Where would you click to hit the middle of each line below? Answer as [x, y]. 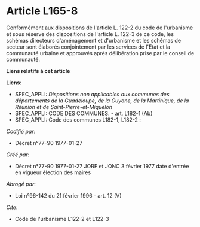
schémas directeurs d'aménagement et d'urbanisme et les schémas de [93, 40]
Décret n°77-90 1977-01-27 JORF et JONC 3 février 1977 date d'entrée [102, 166]
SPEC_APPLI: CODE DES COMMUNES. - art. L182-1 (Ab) [84, 113]
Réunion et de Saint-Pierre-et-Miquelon [63, 107]
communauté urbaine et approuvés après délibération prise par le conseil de [100, 53]
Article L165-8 [42, 11]
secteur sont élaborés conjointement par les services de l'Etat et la [88, 47]
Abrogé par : [21, 184]
